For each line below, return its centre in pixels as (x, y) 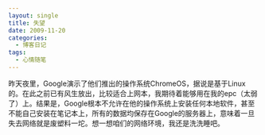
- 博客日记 (31, 45)
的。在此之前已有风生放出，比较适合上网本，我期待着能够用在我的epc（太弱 (133, 93)
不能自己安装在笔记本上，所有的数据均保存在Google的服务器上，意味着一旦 (132, 113)
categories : (28, 38)
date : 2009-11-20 (37, 30)
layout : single (33, 15)
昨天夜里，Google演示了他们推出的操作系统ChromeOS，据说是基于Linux (127, 83)
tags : (17, 52)
